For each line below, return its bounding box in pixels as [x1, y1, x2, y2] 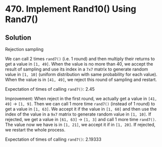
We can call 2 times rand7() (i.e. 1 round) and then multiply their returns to [5, 56, 155, 62]
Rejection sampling [5, 47, 44, 52]
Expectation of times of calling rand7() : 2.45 [5, 86, 95, 92]
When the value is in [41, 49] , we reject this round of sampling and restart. [5, 77, 157, 82]
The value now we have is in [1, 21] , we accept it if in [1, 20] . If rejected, [5, 122, 156, 127]
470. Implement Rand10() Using [5, 3, 136, 15]
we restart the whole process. [5, 127, 65, 133]
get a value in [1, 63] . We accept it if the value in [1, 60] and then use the [5, 106, 157, 112]
